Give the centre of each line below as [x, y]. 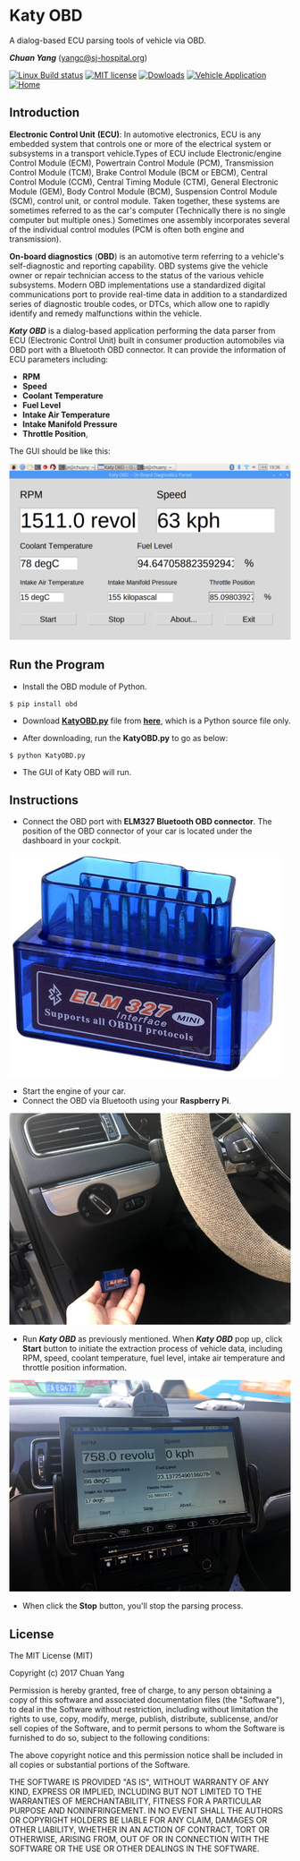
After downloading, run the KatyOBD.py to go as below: [125, 738]
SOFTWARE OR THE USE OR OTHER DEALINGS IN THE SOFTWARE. [134, 1848]
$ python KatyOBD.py [48, 755]
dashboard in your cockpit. [72, 841]
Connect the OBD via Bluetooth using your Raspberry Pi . [127, 1101]
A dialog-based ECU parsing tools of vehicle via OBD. [108, 40]
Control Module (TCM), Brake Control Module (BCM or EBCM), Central [138, 172]
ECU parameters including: [59, 359]
